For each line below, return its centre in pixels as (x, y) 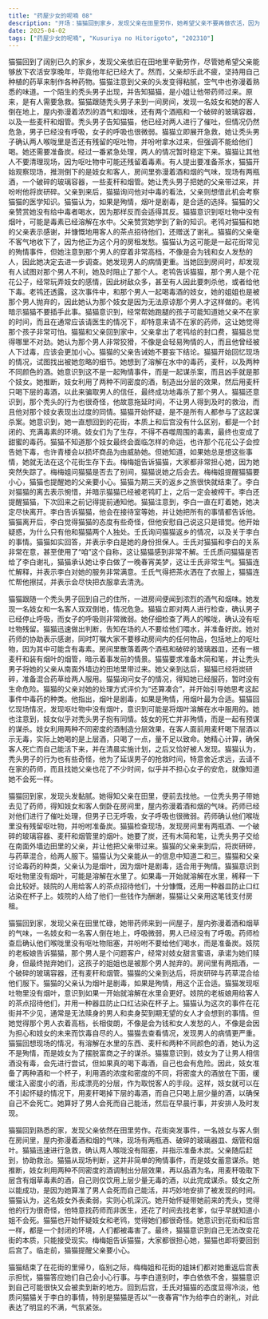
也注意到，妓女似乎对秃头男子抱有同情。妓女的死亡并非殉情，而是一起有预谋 (134, 719)
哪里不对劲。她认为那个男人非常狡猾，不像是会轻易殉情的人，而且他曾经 (134, 342)
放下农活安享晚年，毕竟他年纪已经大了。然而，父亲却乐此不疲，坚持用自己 (137, 72)
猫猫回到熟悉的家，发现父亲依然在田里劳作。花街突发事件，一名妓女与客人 (130, 1130)
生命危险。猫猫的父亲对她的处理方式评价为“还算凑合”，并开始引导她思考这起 (134, 689)
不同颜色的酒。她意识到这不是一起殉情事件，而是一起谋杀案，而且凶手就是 (130, 372)
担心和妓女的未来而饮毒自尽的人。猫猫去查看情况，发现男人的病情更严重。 (137, 1033)
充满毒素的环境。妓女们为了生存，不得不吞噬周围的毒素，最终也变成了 (144, 432)
